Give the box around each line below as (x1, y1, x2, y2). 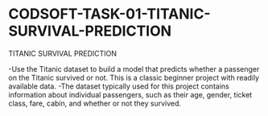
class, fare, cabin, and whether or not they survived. (8, 98, 182, 108)
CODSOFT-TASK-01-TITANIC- (8, 5, 211, 23)
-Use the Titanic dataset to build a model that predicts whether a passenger (8, 64, 260, 73)
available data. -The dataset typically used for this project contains (8, 81, 229, 91)
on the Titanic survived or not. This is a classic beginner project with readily (8, 72, 260, 82)
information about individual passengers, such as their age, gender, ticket (8, 89, 253, 99)
